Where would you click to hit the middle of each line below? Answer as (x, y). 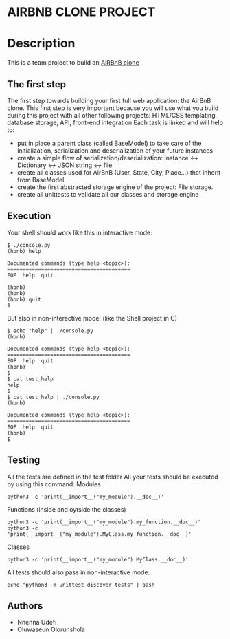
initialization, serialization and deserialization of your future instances (115, 150)
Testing (24, 461)
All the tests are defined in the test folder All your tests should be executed (113, 477)
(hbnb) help (24, 251)
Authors (25, 606)
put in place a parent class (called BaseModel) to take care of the (109, 143)
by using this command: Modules (54, 484)
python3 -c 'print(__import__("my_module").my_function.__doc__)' (104, 522)
